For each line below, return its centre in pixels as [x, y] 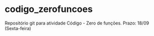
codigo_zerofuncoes [49, 9]
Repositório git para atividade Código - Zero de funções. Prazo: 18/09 [77, 23]
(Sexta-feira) [18, 28]
